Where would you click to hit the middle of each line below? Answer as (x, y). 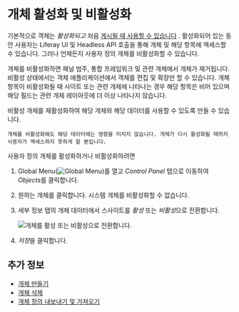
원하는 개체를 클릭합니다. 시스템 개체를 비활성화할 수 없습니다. (103, 195)
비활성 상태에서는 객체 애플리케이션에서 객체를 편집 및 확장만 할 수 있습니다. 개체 (119, 77)
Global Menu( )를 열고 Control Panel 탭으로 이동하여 (113, 171)
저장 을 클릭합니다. (42, 240)
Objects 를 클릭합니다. (48, 180)
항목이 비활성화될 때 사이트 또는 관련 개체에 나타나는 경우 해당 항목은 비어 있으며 (119, 86)
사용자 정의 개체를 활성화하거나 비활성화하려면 (71, 156)
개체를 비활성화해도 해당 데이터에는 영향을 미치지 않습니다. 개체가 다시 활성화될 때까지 (118, 134)
